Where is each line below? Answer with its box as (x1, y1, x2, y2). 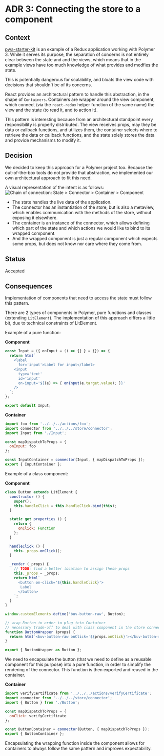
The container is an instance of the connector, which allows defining (12, 219, 150, 226)
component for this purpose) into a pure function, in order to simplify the (5, 661, 151, 667)
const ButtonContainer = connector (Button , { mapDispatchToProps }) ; (5, 727, 150, 732)
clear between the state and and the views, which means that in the (5, 57, 141, 62)
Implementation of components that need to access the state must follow (5, 295, 152, 301)
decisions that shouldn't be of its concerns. (5, 82, 92, 88)
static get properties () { (9, 517, 67, 522)
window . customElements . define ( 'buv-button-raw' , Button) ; (5, 611, 125, 617)
